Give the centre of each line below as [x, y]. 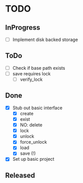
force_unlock [33, 142]
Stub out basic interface [37, 108]
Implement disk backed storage [45, 39]
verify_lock [31, 79]
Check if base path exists [39, 68]
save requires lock [31, 73]
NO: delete [31, 125]
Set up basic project [33, 159]
